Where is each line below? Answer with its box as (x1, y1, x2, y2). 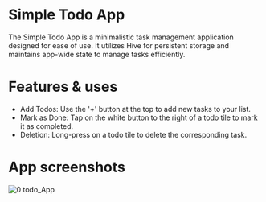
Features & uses (8, 78, 118, 96)
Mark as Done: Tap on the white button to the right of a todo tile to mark (19, 113, 259, 122)
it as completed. (19, 121, 74, 130)
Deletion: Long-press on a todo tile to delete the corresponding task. (19, 130, 248, 139)
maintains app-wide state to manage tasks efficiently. (8, 49, 186, 59)
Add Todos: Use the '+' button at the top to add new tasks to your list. (19, 104, 252, 113)
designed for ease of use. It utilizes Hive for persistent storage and (8, 40, 230, 50)
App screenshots (8, 159, 126, 176)
